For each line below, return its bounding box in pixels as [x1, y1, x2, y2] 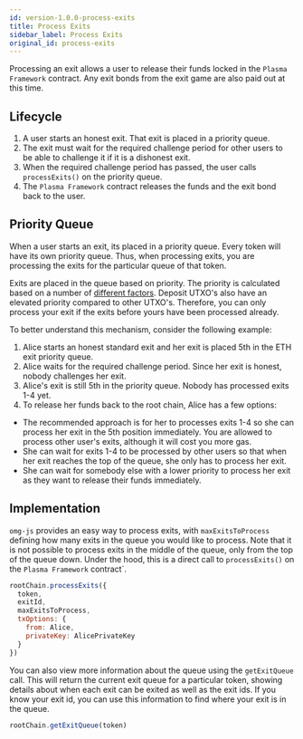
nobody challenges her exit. [22, 370, 127, 381]
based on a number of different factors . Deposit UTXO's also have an [9, 287, 268, 298]
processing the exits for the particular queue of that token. [9, 260, 227, 271]
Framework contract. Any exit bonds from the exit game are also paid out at [9, 73, 286, 84]
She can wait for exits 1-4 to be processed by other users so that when [22, 446, 288, 456]
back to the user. [22, 191, 86, 202]
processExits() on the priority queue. [22, 171, 163, 182]
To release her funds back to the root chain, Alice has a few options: [22, 399, 278, 410]
